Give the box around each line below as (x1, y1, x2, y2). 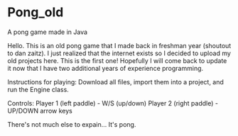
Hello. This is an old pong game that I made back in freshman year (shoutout (7, 41, 232, 50)
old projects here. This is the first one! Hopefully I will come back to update (7, 56, 227, 64)
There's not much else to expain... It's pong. (7, 120, 136, 128)
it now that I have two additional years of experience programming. (7, 64, 204, 72)
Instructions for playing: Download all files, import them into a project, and (7, 77, 224, 86)
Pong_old (7, 4, 64, 21)
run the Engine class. (7, 85, 69, 93)
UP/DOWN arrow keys (7, 106, 72, 115)
